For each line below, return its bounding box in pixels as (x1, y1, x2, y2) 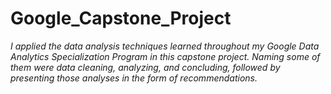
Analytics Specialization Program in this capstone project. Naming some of (10, 50, 321, 62)
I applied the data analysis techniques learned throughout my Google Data (10, 40, 320, 52)
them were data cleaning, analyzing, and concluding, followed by (10, 61, 281, 73)
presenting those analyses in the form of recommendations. (10, 72, 258, 84)
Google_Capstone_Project (10, 7, 232, 30)
